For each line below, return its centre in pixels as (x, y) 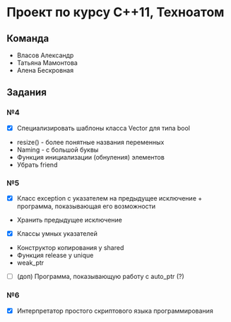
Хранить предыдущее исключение (70, 220)
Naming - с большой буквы (58, 150)
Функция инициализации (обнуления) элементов (91, 157)
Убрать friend (37, 165)
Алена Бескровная (45, 70)
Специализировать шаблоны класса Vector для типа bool (103, 128)
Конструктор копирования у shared (70, 248)
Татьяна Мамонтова (47, 63)
